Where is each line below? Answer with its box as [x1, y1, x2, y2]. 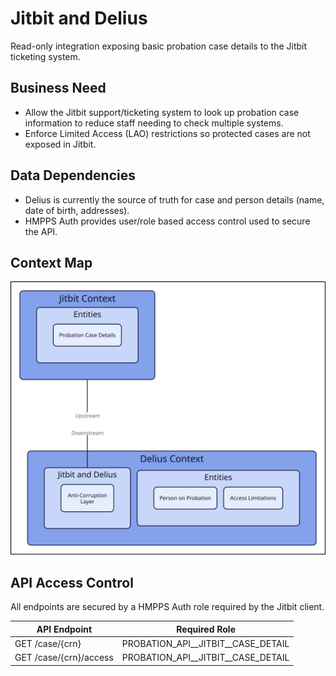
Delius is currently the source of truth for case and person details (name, [24, 193, 325, 206]
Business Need [10, 80, 107, 97]
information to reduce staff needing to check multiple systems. [24, 117, 284, 129]
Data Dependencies [10, 167, 136, 184]
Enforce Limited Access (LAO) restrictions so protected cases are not [24, 127, 311, 139]
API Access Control [10, 574, 134, 591]
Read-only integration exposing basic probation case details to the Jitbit [10, 40, 308, 52]
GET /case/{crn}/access [14, 652, 114, 664]
